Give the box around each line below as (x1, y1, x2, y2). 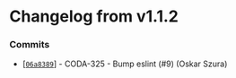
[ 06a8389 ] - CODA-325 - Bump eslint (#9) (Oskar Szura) (22, 58, 228, 69)
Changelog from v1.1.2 (9, 6, 179, 27)
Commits (9, 39, 50, 51)
